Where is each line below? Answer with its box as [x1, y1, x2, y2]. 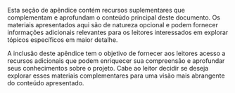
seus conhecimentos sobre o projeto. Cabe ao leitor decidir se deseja [7, 64, 209, 72]
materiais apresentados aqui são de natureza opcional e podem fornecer [7, 21, 218, 29]
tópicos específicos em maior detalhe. [7, 36, 118, 44]
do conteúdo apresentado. [7, 79, 84, 87]
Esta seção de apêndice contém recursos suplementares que [7, 6, 185, 14]
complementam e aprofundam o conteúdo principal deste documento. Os [7, 13, 220, 22]
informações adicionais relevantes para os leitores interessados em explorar [7, 28, 229, 36]
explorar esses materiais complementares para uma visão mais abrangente [7, 71, 225, 80]
